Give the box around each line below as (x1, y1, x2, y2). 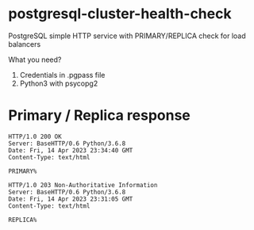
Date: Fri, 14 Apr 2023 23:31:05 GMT (8, 195, 133, 203)
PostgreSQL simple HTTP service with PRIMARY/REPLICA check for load (8, 31, 246, 40)
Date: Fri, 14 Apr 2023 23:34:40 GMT (8, 146, 133, 155)
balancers (8, 39, 41, 48)
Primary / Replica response (8, 106, 190, 125)
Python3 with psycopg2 (19, 79, 98, 88)
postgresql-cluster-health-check (8, 5, 232, 23)
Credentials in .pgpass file (19, 70, 106, 79)
